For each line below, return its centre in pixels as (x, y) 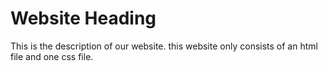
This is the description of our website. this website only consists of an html (164, 46)
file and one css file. (52, 56)
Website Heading (83, 18)
